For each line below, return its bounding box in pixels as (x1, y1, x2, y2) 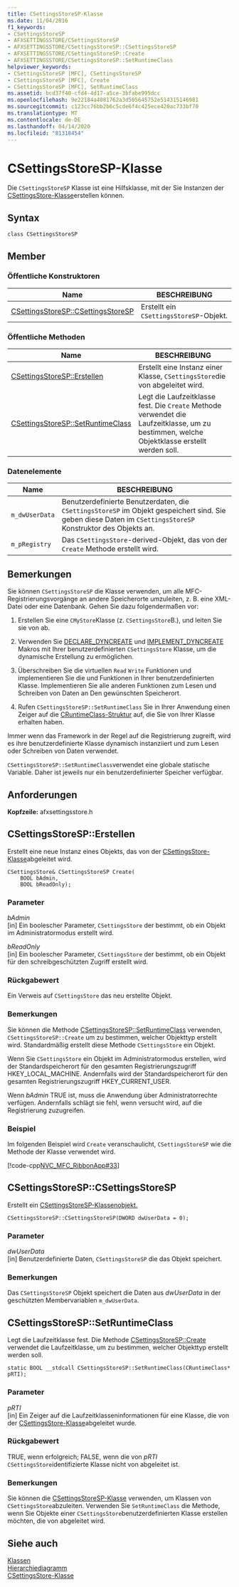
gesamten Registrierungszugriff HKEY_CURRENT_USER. (7, 1077, 172, 1085)
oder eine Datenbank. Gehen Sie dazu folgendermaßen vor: (23, 602, 199, 611)
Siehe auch (7, 1537, 58, 1549)
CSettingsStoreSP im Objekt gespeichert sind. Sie (61, 506, 226, 516)
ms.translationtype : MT (7, 110, 78, 117)
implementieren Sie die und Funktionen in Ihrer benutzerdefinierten (17, 674, 215, 682)
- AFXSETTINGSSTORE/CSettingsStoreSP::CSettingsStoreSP (7, 43, 176, 51)
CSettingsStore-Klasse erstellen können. (7, 191, 124, 200)
